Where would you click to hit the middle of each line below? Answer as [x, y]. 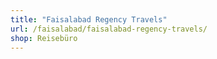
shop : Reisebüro [44, 38]
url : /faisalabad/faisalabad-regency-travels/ [109, 29]
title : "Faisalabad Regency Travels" [89, 19]
